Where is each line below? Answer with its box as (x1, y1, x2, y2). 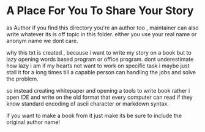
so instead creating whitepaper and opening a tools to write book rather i (6, 87, 190, 94)
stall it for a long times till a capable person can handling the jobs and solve (6, 68, 196, 76)
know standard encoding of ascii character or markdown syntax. (6, 99, 170, 107)
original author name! (6, 118, 60, 126)
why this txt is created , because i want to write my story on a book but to (6, 49, 192, 56)
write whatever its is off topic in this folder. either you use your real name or (6, 30, 197, 37)
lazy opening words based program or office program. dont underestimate (6, 55, 194, 63)
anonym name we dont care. (6, 37, 78, 44)
